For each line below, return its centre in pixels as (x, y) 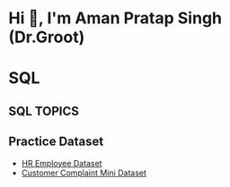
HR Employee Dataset (62, 163)
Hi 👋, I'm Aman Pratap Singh (115, 18)
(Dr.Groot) (47, 37)
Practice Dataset (56, 142)
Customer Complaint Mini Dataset (84, 173)
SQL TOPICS (44, 111)
